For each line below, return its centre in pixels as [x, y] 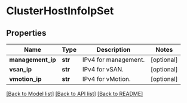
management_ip [33, 60]
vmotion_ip [25, 79]
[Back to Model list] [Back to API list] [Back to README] [75, 94]
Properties [26, 33]
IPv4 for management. [114, 60]
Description [114, 50]
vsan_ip [21, 69]
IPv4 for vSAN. [103, 69]
